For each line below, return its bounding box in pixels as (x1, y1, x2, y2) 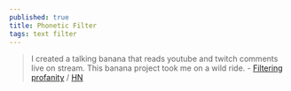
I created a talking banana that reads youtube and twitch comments (30, 54, 279, 64)
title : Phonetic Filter (9, 21, 98, 30)
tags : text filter (9, 29, 77, 38)
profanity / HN (30, 72, 83, 83)
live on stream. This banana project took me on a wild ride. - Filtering (30, 63, 283, 73)
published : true (9, 12, 69, 22)
